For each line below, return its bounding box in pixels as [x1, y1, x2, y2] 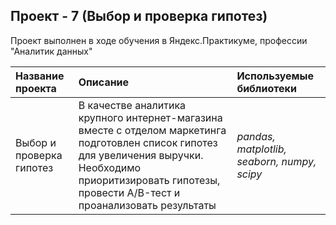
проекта [15, 81, 57, 95]
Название [15, 69, 65, 83]
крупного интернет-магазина [78, 110, 223, 124]
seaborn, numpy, [236, 154, 317, 168]
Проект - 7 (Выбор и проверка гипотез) [10, 8, 268, 25]
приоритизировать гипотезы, [78, 173, 221, 187]
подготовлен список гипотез [78, 135, 218, 149]
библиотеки [236, 81, 297, 95]
